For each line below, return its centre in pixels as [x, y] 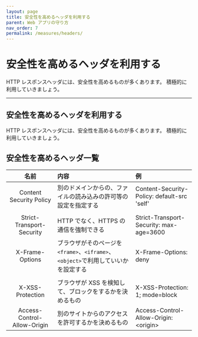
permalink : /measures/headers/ [44, 34]
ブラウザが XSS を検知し [91, 282]
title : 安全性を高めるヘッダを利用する [48, 17]
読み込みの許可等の [102, 196]
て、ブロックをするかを [90, 291]
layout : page [22, 11]
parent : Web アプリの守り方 [37, 22]
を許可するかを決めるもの [93, 322]
